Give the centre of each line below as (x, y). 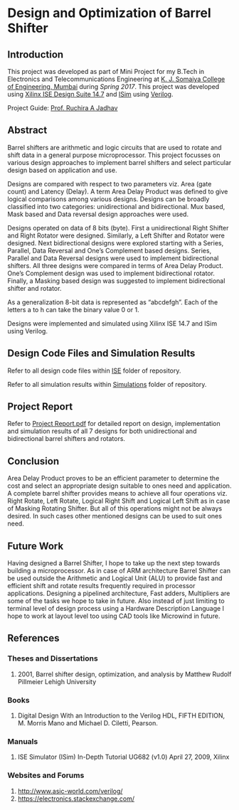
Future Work (36, 546)
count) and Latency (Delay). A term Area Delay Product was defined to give (118, 191)
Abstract (27, 130)
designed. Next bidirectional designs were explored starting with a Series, (116, 243)
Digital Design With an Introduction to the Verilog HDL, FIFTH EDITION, (121, 715)
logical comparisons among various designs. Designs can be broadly (108, 199)
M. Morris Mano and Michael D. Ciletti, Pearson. (88, 723)
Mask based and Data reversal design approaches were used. (98, 214)
